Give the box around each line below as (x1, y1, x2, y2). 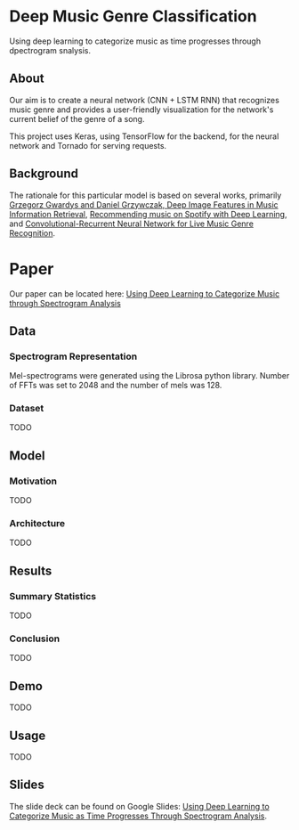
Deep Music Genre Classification (9, 6, 257, 27)
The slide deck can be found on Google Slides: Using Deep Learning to (9, 801, 270, 811)
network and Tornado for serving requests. (9, 140, 167, 151)
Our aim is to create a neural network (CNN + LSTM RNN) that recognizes (9, 94, 280, 105)
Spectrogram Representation (9, 350, 138, 362)
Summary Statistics (9, 590, 96, 602)
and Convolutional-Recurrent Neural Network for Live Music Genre (9, 218, 254, 229)
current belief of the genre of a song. (9, 113, 145, 124)
